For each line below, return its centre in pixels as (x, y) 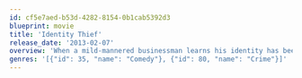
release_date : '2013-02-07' (62, 43)
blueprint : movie (42, 26)
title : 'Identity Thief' (56, 34)
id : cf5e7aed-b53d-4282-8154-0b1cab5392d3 (90, 17)
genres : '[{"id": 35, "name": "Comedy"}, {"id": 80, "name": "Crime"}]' (148, 59)
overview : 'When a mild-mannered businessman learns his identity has (144, 51)
